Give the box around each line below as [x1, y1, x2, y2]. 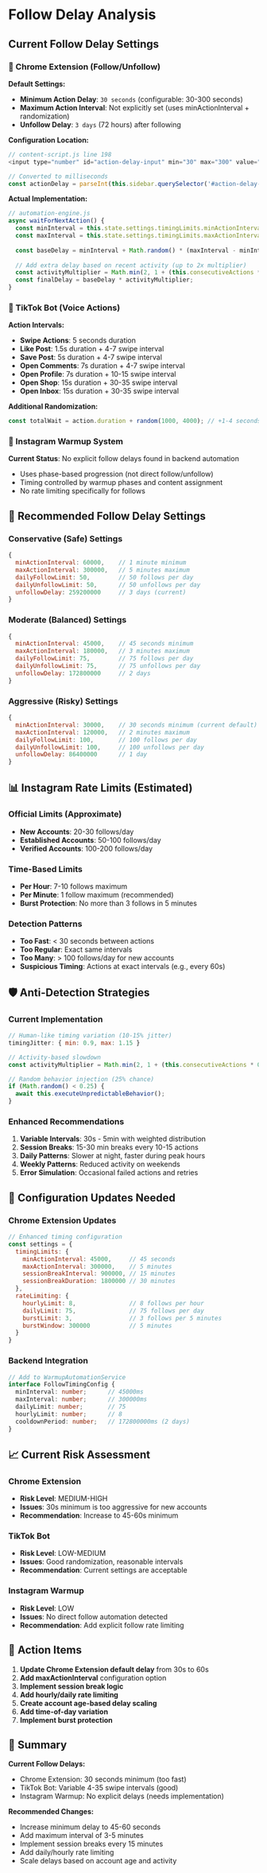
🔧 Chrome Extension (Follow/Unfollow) [8, 61, 161, 72]
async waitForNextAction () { [8, 217, 105, 225]
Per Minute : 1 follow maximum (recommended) [19, 890, 174, 900]
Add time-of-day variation [19, 1707, 109, 1716]
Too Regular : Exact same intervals [19, 944, 133, 955]
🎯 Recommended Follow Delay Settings [8, 509, 207, 522]
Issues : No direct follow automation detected [19, 1611, 168, 1621]
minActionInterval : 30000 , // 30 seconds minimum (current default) [15, 721, 258, 729]
